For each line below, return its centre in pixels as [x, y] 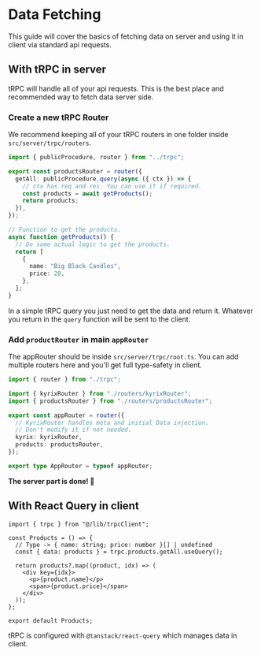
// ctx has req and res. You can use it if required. [112, 186]
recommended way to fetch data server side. [81, 97]
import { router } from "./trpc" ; [65, 380]
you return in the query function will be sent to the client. [99, 319]
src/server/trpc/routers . [50, 143]
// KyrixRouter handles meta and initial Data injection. [112, 422]
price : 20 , [47, 274]
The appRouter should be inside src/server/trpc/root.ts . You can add [123, 357]
